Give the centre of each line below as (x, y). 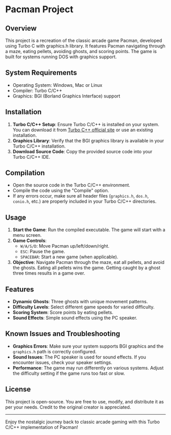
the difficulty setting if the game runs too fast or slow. (69, 373)
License (18, 389)
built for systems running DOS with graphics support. (61, 57)
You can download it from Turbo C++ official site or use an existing (83, 130)
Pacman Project (39, 9)
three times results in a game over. (49, 273)
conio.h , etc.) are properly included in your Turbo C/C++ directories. (84, 201)
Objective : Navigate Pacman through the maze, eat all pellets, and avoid (88, 262)
